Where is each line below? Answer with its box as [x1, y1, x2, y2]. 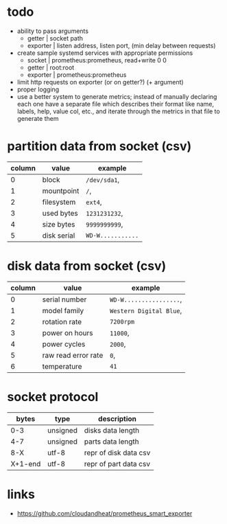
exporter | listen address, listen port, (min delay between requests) [27, 41, 216, 49]
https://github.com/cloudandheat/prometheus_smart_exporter [16, 509, 193, 517]
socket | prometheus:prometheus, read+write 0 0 [27, 56, 167, 64]
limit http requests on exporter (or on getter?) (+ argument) [16, 78, 184, 86]
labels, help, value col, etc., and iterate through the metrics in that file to [16, 107, 221, 115]
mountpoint [42, 186, 80, 196]
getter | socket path [27, 34, 84, 42]
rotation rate [42, 317, 82, 326]
